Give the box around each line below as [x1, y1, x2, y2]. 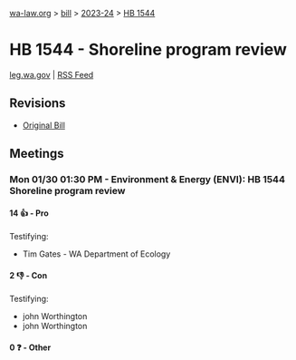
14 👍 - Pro [9, 208, 50, 219]
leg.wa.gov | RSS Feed [9, 69, 94, 80]
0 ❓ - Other [9, 342, 52, 353]
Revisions [9, 95, 66, 112]
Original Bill [22, 120, 66, 131]
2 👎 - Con [9, 269, 48, 280]
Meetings [9, 146, 65, 161]
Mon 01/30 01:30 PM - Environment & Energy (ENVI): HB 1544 [9, 173, 285, 186]
